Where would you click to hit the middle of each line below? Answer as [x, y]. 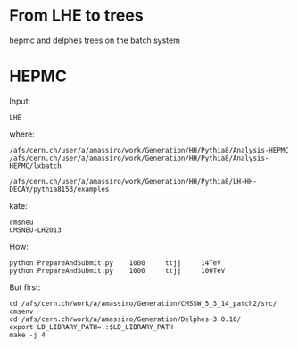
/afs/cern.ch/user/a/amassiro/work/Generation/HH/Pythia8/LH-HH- [133, 181]
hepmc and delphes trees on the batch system [95, 40]
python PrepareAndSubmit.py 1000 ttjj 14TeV [115, 263]
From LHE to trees [77, 16]
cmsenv [21, 311]
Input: [20, 101]
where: [22, 134]
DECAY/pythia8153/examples [59, 189]
